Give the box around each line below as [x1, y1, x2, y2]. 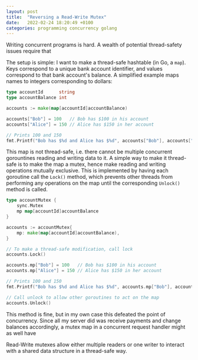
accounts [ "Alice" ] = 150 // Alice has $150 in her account [6, 122, 154, 127]
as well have [6, 329, 37, 336]
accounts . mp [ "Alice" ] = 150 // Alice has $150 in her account [6, 268, 162, 274]
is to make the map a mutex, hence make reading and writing [18, 161, 166, 168]
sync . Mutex [16, 203, 44, 209]
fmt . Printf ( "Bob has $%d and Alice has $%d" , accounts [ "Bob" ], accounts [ [6, 138, 192, 143]
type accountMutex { [6, 197, 57, 204]
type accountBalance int [6, 95, 67, 101]
